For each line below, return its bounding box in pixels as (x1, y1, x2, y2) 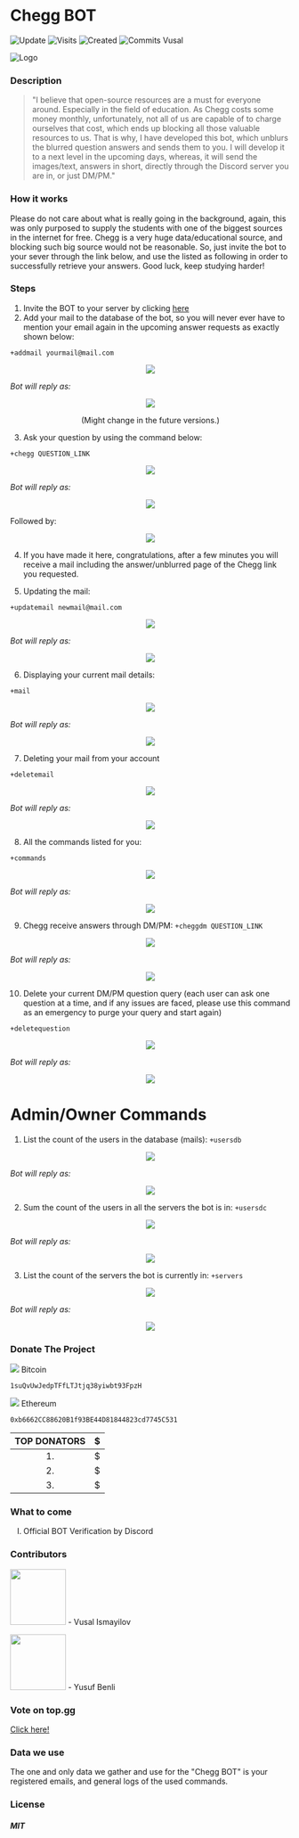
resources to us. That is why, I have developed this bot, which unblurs (31, 133, 288, 144)
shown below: (22, 331, 75, 341)
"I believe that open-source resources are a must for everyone (31, 94, 262, 105)
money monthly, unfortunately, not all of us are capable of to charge (31, 113, 282, 125)
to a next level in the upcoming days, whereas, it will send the (31, 152, 258, 162)
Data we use (10, 1746, 65, 1759)
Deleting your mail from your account (22, 752, 160, 763)
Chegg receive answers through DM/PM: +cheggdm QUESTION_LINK (22, 920, 263, 931)
